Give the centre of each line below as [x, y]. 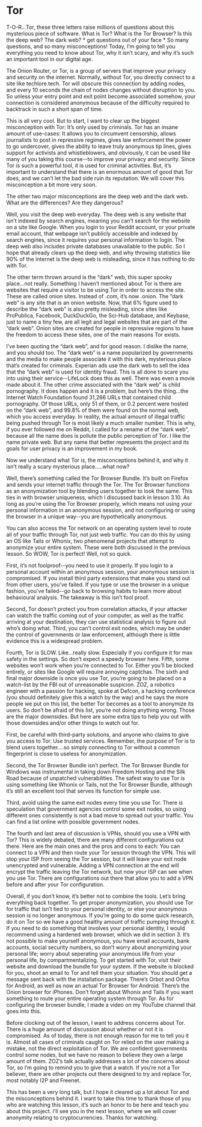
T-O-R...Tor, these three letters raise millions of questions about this [90, 27]
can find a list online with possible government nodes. [73, 821]
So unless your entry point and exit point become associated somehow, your [101, 96]
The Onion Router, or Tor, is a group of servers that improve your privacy [96, 70]
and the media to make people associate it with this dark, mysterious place [99, 359]
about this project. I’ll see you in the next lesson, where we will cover [91, 1111]
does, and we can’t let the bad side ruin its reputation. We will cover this [95, 178]
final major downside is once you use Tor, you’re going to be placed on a [96, 678]
